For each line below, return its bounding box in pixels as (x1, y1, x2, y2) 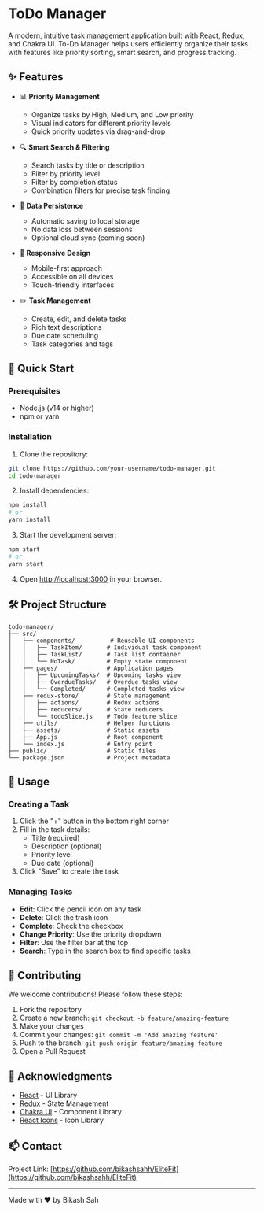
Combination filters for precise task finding (31, 186, 170, 195)
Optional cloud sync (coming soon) (31, 233, 145, 242)
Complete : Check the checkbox (19, 921, 123, 930)
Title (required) (31, 833, 80, 843)
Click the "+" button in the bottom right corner (19, 816, 170, 826)
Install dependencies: (19, 486, 90, 496)
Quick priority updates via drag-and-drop (31, 127, 166, 136)
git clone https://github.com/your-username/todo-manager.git (8, 464, 216, 472)
